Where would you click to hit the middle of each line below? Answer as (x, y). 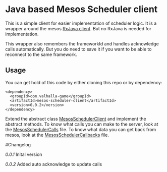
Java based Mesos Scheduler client (81, 9)
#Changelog (18, 144)
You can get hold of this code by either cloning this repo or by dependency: (84, 82)
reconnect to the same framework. (41, 54)
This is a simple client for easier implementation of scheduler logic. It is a (81, 23)
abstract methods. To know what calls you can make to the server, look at (82, 124)
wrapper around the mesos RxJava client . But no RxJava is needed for (78, 28)
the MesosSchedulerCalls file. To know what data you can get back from (81, 129)
